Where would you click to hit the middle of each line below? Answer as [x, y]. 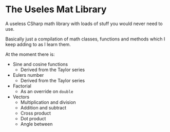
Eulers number [28, 75]
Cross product [36, 113]
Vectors [21, 97]
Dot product [33, 118]
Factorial [22, 86]
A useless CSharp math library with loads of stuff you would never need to [84, 24]
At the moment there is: [30, 54]
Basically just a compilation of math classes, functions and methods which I [85, 39]
